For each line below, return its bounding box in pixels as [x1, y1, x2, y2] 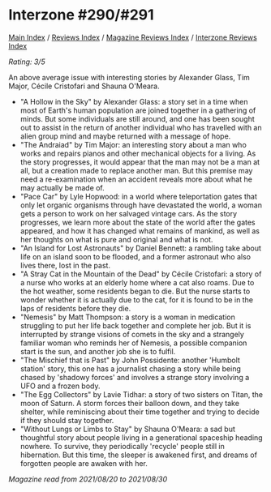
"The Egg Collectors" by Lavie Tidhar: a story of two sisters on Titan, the [19, 389, 264, 399]
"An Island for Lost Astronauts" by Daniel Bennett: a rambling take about [19, 243, 262, 253]
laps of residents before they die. [19, 303, 131, 313]
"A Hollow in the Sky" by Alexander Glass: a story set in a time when [19, 96, 248, 106]
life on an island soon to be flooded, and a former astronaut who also [19, 251, 252, 261]
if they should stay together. [19, 415, 114, 425]
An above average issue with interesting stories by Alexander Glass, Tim [8, 72, 250, 82]
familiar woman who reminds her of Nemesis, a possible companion [19, 338, 247, 348]
